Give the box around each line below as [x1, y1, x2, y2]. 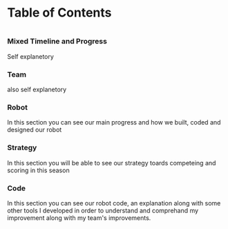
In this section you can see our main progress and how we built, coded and [7, 118, 221, 127]
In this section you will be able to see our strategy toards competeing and [7, 158, 216, 167]
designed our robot [7, 126, 62, 134]
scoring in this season [7, 166, 70, 174]
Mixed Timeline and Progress [7, 37, 107, 46]
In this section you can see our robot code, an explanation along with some [7, 199, 221, 207]
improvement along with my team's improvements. [7, 213, 151, 222]
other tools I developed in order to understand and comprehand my [7, 206, 199, 214]
